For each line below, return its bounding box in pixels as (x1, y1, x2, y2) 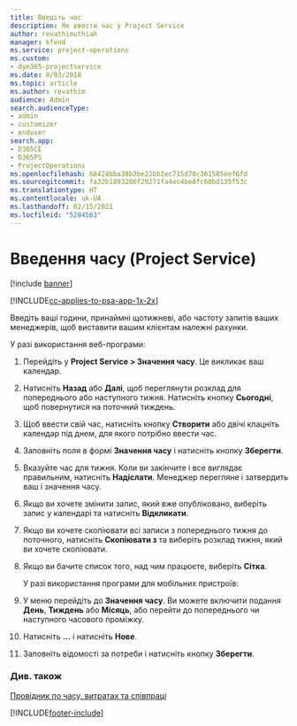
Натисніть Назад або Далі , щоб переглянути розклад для (22, 382, 241, 393)
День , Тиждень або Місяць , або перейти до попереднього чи (22, 604, 260, 615)
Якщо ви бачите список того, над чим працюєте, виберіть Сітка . (22, 560, 268, 571)
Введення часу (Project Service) (10, 249, 257, 268)
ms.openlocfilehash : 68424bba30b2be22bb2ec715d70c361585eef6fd (10, 169, 248, 178)
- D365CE (10, 144, 42, 153)
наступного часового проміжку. (22, 614, 144, 624)
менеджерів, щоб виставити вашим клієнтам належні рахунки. (10, 321, 248, 332)
